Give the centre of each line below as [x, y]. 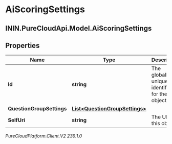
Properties [23, 45]
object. [159, 101]
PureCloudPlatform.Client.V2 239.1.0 [44, 136]
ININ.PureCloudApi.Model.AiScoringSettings [79, 28]
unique [159, 81]
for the [159, 94]
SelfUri [17, 120]
